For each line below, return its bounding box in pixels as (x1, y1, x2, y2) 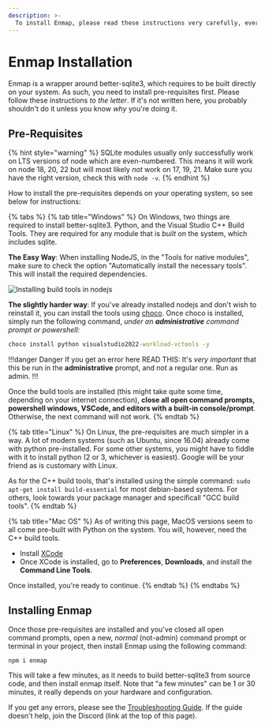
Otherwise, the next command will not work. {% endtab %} (8, 412, 200, 422)
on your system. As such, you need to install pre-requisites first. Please (8, 88, 241, 97)
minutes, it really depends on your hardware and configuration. (8, 687, 213, 696)
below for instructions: (8, 197, 81, 206)
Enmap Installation (8, 53, 133, 71)
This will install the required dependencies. (8, 269, 147, 279)
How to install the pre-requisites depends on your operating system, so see (8, 189, 253, 198)
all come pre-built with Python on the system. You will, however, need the (8, 525, 247, 535)
